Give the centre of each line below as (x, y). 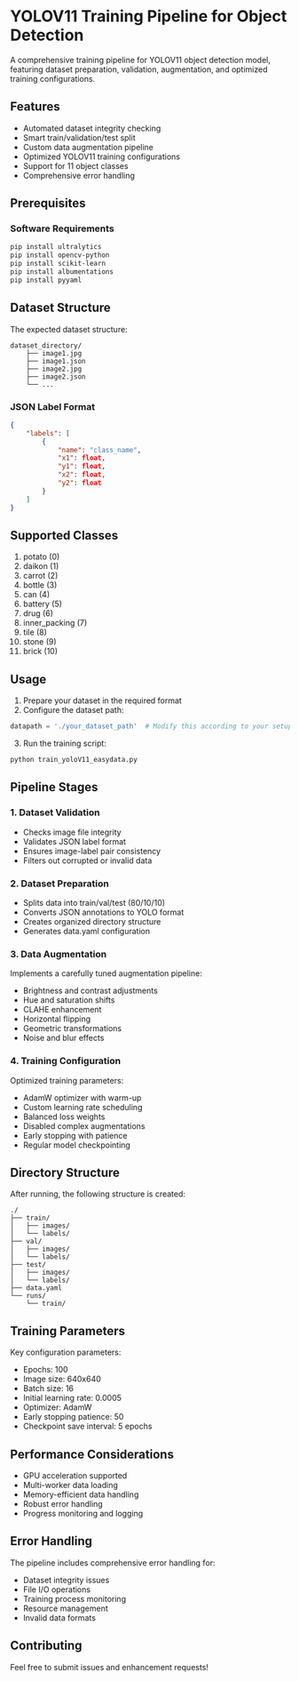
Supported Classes (64, 535)
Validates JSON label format (75, 841)
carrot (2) (40, 576)
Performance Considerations (92, 1454)
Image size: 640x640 (62, 1379)
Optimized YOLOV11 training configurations (102, 156)
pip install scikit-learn (58, 264)
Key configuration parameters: (66, 1352)
